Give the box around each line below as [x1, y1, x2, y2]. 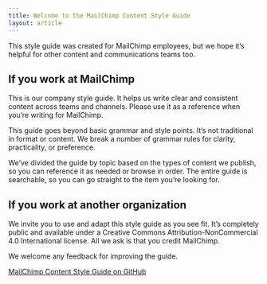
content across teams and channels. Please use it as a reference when [8, 102, 241, 111]
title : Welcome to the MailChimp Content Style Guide [8, 11, 191, 20]
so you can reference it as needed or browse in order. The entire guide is [8, 166, 248, 176]
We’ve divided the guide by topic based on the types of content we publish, [8, 158, 257, 168]
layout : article [8, 19, 62, 27]
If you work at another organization [8, 198, 187, 212]
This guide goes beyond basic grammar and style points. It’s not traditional [8, 126, 253, 135]
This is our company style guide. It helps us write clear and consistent [8, 93, 238, 103]
